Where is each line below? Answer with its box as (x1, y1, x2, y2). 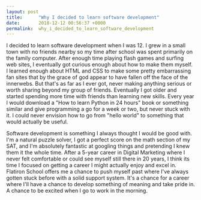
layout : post (6, 8, 39, 15)
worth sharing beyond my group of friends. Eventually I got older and (6, 86, 177, 93)
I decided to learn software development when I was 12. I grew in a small (6, 42, 186, 49)
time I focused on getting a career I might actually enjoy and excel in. (6, 162, 177, 169)
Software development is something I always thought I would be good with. (6, 130, 193, 137)
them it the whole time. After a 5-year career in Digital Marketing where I (6, 149, 185, 156)
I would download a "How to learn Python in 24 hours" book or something (6, 99, 189, 107)
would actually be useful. (6, 118, 68, 126)
